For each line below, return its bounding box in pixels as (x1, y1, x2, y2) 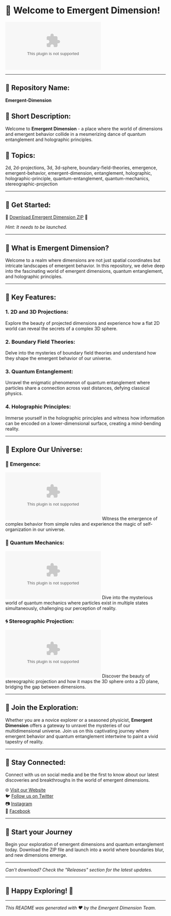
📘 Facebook (5, 808, 31, 814)
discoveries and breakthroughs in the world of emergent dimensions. (5, 777, 150, 783)
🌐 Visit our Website (5, 787, 46, 793)
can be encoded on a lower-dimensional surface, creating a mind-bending (5, 420, 161, 426)
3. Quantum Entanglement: (5, 368, 74, 375)
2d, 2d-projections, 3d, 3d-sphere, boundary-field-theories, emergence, (5, 165, 158, 171)
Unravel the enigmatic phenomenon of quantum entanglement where (5, 380, 150, 386)
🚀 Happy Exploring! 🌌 (5, 886, 74, 895)
